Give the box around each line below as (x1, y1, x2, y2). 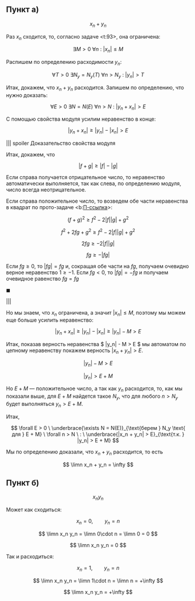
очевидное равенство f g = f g (6, 275, 79, 282)
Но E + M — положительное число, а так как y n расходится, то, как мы (6, 385, 183, 394)
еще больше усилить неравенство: (6, 316, 94, 324)
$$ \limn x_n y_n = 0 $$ (69, 542, 127, 549)
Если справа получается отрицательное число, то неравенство (6, 174, 165, 181)
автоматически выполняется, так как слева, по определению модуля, (6, 180, 182, 187)
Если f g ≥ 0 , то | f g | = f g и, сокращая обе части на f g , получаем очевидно (6, 262, 189, 269)
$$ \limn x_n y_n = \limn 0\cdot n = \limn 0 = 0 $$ (39, 530, 158, 538)
